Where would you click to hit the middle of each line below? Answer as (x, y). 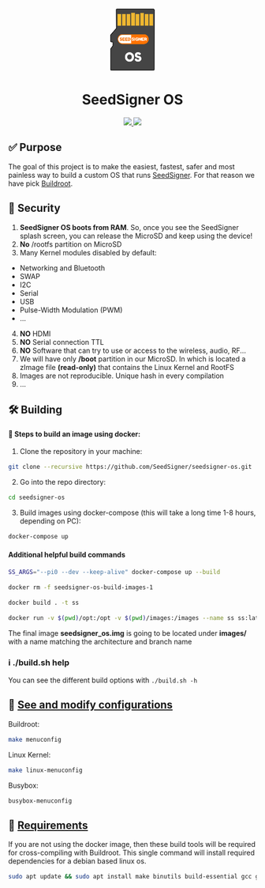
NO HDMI (35, 334)
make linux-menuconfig (45, 770)
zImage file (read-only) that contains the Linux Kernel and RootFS (127, 367)
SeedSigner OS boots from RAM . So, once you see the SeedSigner (129, 227)
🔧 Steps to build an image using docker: (74, 434)
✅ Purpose (35, 147)
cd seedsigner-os (37, 498)
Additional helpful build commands (67, 554)
